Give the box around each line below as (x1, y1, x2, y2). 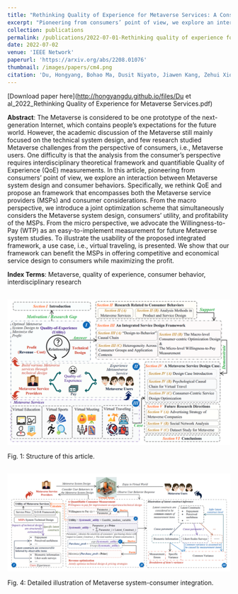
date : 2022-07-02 (7, 41, 59, 49)
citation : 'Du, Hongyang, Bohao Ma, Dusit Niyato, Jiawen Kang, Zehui (7, 71, 220, 78)
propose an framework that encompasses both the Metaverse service (7, 188, 211, 197)
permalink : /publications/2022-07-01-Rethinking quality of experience (7, 34, 223, 41)
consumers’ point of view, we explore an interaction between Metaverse (7, 173, 218, 182)
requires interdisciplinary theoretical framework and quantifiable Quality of (7, 158, 225, 167)
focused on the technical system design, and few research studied (7, 136, 202, 144)
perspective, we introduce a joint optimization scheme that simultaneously (7, 203, 225, 212)
